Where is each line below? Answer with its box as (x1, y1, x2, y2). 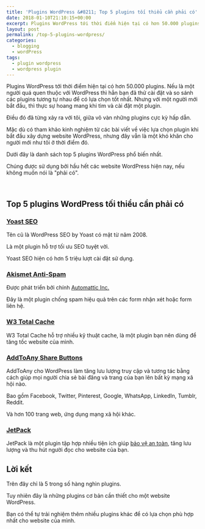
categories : (6, 37, 37, 43)
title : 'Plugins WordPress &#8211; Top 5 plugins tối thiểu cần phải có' (6, 9, 198, 15)
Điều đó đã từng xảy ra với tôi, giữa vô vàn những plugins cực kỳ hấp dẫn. (6, 114, 192, 121)
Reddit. (6, 399, 24, 406)
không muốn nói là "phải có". (6, 169, 79, 176)
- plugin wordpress (12, 60, 62, 66)
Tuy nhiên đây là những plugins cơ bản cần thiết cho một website (6, 492, 170, 500)
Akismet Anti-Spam (6, 270, 66, 279)
